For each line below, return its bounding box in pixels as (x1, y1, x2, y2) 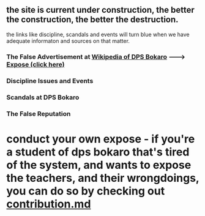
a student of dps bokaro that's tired (6, 145, 190, 158)
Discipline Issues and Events (6, 76, 94, 85)
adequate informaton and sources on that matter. (6, 37, 130, 45)
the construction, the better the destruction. (6, 15, 179, 25)
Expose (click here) (6, 60, 65, 69)
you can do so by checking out (6, 184, 165, 198)
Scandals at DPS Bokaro (6, 93, 80, 102)
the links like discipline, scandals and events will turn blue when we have (6, 31, 190, 38)
